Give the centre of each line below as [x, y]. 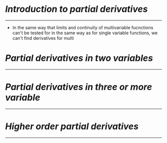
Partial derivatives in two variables [79, 58]
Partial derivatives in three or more [79, 87]
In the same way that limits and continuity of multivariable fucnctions [83, 27]
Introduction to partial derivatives [77, 9]
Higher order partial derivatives [72, 126]
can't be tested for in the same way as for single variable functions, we [85, 33]
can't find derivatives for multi [43, 38]
